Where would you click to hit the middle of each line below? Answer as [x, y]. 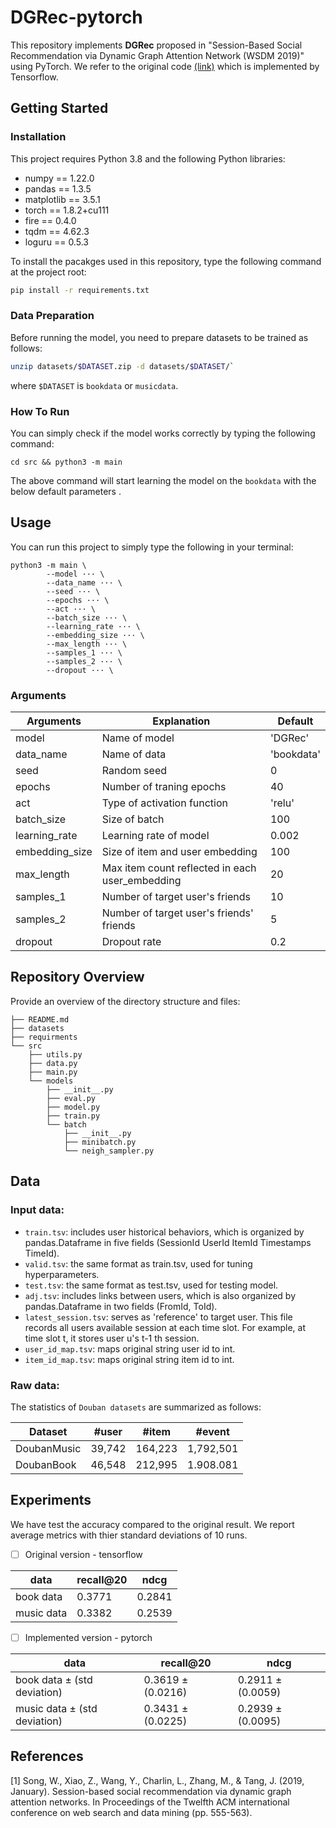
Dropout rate [131, 942]
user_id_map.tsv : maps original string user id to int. [130, 1348]
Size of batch [133, 819]
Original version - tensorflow [83, 1554]
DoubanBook [46, 1464]
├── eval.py [71, 1098]
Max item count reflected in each [179, 868]
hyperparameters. [62, 1274]
